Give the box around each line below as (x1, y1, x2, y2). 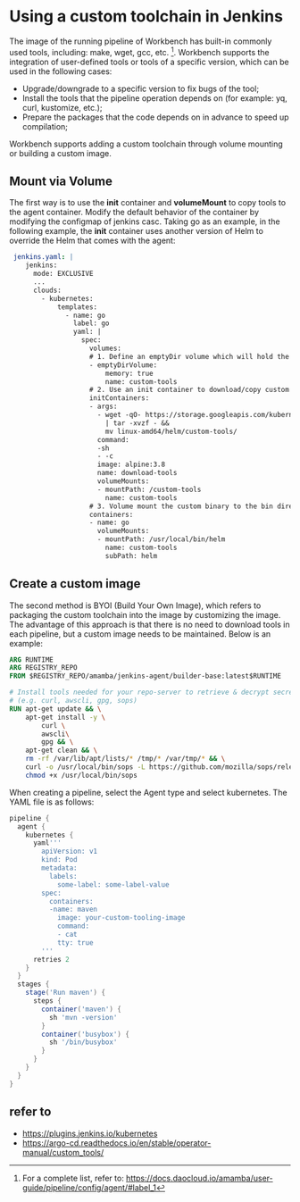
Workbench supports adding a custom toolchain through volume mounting (9, 138, 283, 149)
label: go (72, 319, 110, 328)
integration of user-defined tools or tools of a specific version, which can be (9, 56, 289, 67)
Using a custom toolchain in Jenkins (9, 6, 284, 27)
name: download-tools (96, 469, 178, 478)
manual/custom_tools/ (21, 1147, 104, 1157)
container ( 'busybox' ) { (41, 1030, 129, 1039)
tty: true (56, 938, 94, 947)
